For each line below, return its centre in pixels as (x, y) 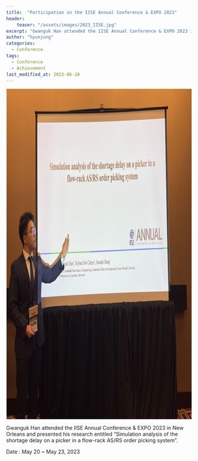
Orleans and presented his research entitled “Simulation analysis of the (92, 434)
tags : (13, 56)
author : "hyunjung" (30, 37)
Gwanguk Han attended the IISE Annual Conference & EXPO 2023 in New (95, 428)
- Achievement (28, 68)
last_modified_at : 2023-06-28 (43, 74)
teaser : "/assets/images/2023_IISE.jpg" (67, 25)
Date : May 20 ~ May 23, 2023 (43, 452)
